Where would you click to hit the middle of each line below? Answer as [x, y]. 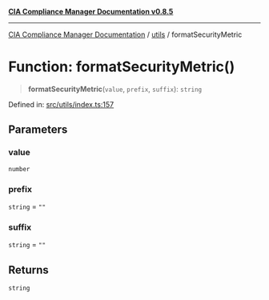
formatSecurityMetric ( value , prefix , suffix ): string [115, 89]
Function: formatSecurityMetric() [122, 67]
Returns [29, 270]
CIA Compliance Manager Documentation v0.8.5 [91, 12]
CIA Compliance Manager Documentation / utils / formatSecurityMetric [125, 34]
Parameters [38, 130]
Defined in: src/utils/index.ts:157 [61, 104]
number [19, 169]
